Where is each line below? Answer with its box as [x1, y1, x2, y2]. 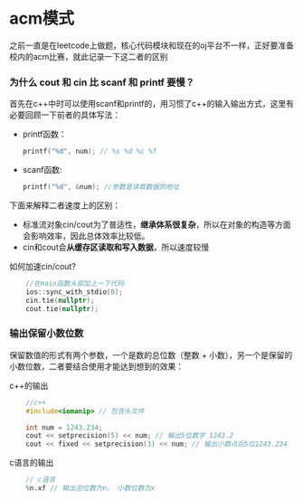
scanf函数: [22, 165, 62, 175]
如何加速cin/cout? [9, 260, 77, 271]
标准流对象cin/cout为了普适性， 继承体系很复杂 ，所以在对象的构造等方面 [22, 219, 291, 230]
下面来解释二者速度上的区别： [9, 200, 120, 211]
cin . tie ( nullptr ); [25, 296, 95, 305]
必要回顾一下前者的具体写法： [9, 109, 120, 120]
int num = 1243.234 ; [25, 422, 103, 432]
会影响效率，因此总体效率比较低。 [22, 230, 150, 241]
